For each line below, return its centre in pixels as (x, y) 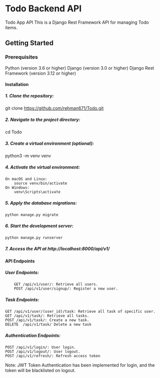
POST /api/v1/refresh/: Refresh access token (53, 356)
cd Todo (14, 132)
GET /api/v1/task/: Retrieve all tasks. (47, 316)
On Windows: (17, 188)
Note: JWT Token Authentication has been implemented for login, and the (80, 365)
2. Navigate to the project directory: (43, 120)
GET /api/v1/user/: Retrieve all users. (56, 284)
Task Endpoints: (22, 299)
